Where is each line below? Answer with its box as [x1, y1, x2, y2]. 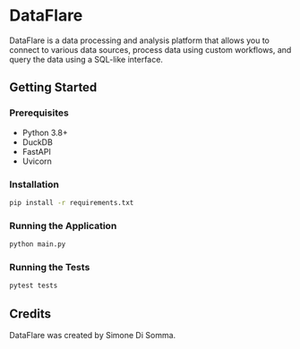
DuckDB [21, 136, 54, 148]
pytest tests [9, 281, 58, 291]
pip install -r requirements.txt [9, 198, 134, 207]
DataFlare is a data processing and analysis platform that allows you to [9, 35, 270, 46]
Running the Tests [9, 260, 90, 273]
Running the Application [9, 219, 117, 232]
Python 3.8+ [21, 127, 69, 138]
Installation [9, 178, 60, 191]
